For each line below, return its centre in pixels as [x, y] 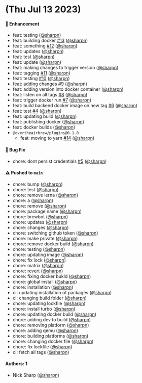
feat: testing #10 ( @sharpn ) [41, 79]
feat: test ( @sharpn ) [33, 57]
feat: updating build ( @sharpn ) [45, 116]
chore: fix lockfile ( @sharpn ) [42, 347]
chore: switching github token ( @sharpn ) [55, 233]
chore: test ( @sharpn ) [35, 189]
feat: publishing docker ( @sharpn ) [48, 122]
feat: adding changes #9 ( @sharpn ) [50, 84]
